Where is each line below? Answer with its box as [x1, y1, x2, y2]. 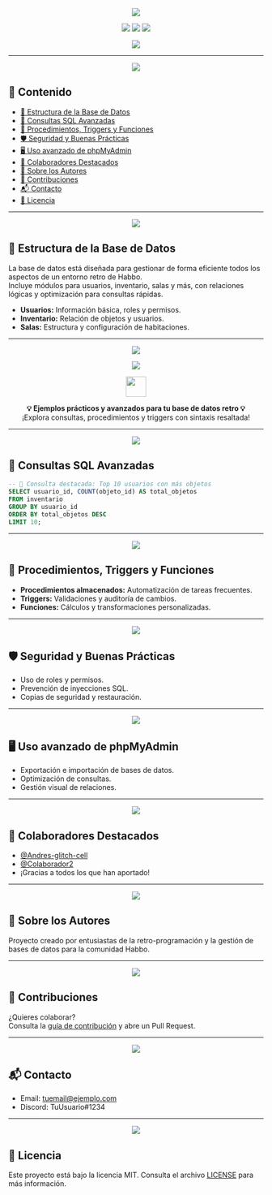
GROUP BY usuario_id [8, 503, 79, 511]
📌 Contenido [8, 85, 73, 99]
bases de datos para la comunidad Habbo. [8, 944, 150, 954]
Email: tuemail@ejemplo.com [19, 1094, 117, 1103]
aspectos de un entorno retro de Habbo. [8, 272, 143, 282]
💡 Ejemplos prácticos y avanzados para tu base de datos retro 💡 [27, 403, 245, 413]
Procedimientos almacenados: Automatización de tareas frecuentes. [19, 585, 253, 594]
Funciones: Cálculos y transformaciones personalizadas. [19, 602, 211, 612]
